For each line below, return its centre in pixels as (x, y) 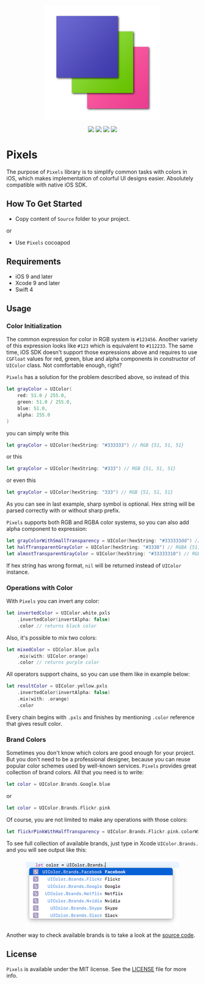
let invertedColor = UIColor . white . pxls (59, 613)
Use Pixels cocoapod (42, 242)
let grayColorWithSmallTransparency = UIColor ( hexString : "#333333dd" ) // (103, 541)
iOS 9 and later (34, 276)
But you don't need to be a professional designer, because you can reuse (99, 760)
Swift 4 (24, 289)
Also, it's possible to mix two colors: (52, 637)
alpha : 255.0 (34, 415)
